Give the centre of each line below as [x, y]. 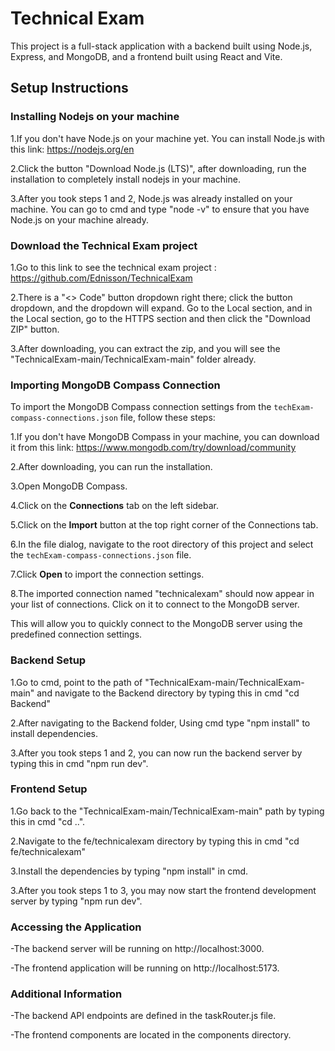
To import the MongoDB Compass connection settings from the [141, 407]
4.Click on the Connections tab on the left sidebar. [115, 506]
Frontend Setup [49, 789]
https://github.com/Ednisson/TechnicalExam [101, 278]
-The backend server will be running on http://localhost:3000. [137, 949]
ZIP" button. [35, 329]
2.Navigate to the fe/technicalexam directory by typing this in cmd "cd [155, 841]
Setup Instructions [69, 88]
